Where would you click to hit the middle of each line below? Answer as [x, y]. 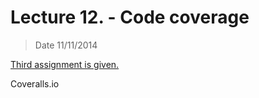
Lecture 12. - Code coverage [130, 17]
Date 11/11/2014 [66, 45]
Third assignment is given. [65, 64]
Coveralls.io [35, 83]
